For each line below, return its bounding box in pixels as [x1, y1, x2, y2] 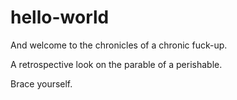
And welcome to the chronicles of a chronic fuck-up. [10, 39, 228, 51]
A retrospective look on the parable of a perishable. [10, 58, 223, 70]
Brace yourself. [10, 77, 73, 90]
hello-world [10, 6, 110, 29]
